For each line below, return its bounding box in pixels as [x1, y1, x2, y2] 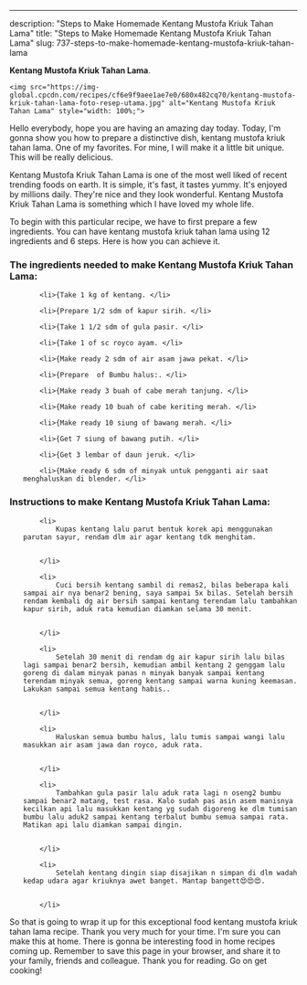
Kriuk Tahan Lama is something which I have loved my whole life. [9, 198, 254, 209]
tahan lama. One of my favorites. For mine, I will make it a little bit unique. [9, 143, 285, 153]
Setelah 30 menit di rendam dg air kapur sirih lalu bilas [56, 652, 285, 662]
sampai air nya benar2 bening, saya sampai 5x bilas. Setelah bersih [22, 588, 294, 598]
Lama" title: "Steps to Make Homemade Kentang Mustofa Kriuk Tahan [9, 28, 272, 38]
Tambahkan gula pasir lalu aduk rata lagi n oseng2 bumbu [56, 788, 281, 798]
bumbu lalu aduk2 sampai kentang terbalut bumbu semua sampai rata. [22, 812, 290, 821]
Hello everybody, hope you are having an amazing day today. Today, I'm [9, 122, 281, 133]
